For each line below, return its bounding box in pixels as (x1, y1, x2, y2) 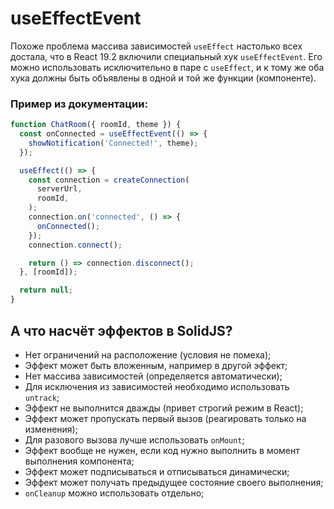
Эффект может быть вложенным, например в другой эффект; (24, 359, 288, 371)
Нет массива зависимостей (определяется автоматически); (24, 370, 283, 382)
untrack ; (24, 391, 60, 403)
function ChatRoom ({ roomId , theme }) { (10, 120, 182, 130)
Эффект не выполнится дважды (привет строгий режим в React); (24, 402, 304, 414)
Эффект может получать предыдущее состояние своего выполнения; (24, 476, 324, 488)
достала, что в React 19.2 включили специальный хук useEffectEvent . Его (10, 50, 323, 62)
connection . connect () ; (28, 240, 123, 250)
